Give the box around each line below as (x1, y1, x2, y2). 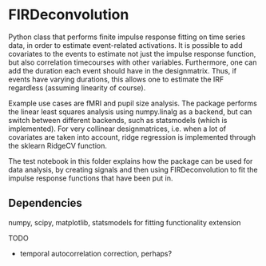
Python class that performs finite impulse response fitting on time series (8, 32, 246, 42)
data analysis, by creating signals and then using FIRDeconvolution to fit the (8, 165, 258, 174)
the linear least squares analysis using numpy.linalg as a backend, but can (8, 106, 252, 117)
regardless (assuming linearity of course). (8, 82, 146, 93)
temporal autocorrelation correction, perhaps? (19, 248, 173, 258)
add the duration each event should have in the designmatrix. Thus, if (8, 66, 237, 75)
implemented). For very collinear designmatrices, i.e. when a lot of (8, 124, 227, 133)
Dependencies (8, 197, 82, 210)
